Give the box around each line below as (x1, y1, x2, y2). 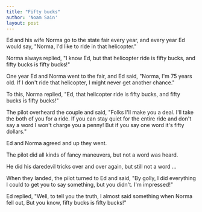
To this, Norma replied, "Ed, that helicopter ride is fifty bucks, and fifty (6, 91, 181, 98)
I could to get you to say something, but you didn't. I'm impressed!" (6, 181, 174, 189)
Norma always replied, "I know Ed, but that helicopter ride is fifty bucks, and (6, 55, 196, 62)
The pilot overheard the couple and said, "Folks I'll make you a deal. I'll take (6, 109, 194, 116)
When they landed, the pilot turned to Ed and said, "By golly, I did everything (6, 175, 196, 182)
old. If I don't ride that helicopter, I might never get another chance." (6, 79, 175, 86)
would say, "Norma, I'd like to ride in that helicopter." (6, 43, 137, 50)
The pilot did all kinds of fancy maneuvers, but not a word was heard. (6, 151, 178, 158)
